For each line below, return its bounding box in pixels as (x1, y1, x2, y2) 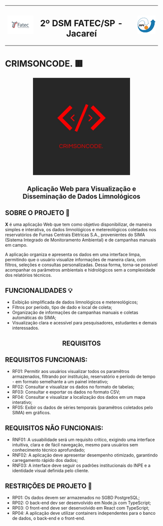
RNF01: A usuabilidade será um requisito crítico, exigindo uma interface (12, 437, 155, 442)
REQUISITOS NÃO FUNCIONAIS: (5, 424, 103, 432)
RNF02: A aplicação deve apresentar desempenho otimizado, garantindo (12, 452, 158, 458)
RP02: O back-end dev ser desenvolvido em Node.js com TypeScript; (12, 500, 151, 506)
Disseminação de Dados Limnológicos (22, 192, 141, 201)
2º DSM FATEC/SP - (40, 17, 123, 29)
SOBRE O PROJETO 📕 (5, 208, 70, 217)
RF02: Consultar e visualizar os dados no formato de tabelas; (12, 384, 135, 390)
